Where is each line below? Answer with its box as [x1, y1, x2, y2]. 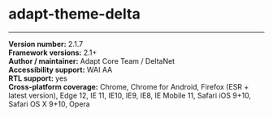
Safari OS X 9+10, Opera [8, 98, 91, 109]
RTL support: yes [8, 73, 67, 83]
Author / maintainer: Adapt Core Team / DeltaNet [8, 56, 175, 65]
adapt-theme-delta [8, 5, 141, 23]
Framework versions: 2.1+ [8, 48, 97, 57]
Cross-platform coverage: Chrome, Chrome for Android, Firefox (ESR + [8, 81, 249, 91]
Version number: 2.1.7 [8, 39, 84, 48]
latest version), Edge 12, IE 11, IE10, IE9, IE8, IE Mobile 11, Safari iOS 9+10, [8, 90, 252, 100]
